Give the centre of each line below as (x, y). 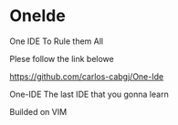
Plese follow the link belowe (62, 58)
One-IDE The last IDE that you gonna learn (89, 94)
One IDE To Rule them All (57, 41)
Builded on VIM (38, 111)
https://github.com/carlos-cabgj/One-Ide (87, 76)
